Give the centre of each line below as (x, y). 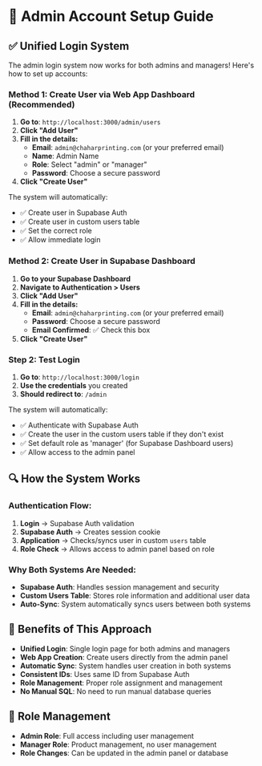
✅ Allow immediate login (60, 240)
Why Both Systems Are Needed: (72, 569)
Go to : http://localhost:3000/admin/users (91, 122)
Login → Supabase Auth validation (77, 523)
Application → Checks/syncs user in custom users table (113, 540)
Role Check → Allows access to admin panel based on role (117, 549)
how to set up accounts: (48, 74)
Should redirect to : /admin (63, 394)
